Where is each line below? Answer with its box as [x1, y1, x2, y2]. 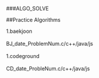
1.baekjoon [6, 28, 32, 35]
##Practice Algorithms [6, 16, 61, 23]
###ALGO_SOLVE [6, 5, 49, 12]
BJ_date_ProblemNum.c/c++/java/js [6, 40, 93, 47]
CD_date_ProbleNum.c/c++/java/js [6, 65, 90, 72]
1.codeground [6, 53, 39, 59]
